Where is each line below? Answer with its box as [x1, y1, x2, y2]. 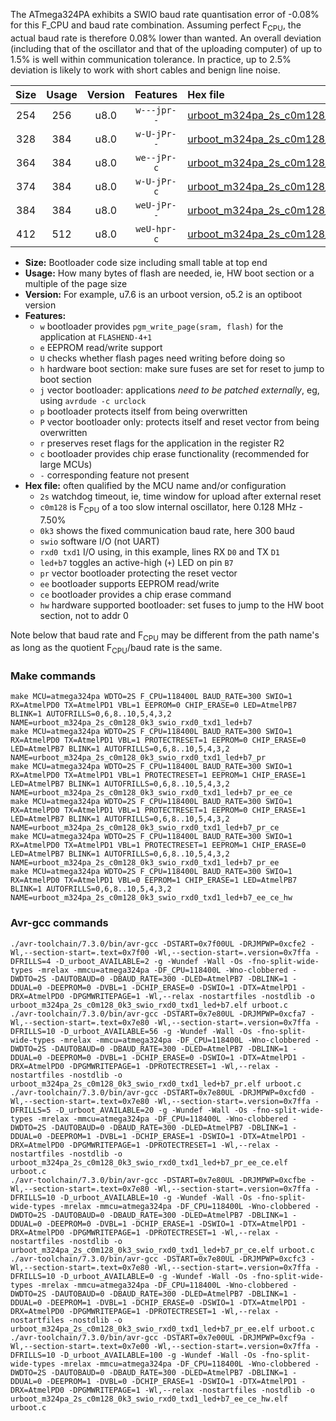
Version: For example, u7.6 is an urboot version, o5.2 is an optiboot [24, 288, 303, 300]
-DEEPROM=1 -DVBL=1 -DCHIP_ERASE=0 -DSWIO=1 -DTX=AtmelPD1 [46, 1297, 298, 1308]
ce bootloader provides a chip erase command [39, 588, 232, 600]
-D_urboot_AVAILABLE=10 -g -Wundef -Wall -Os [59, 1192, 253, 1203]
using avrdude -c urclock [39, 394, 147, 406]
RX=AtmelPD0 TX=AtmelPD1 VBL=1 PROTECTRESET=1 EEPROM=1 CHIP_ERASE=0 [10, 840, 307, 851]
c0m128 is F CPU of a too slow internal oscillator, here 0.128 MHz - [39, 500, 303, 515]
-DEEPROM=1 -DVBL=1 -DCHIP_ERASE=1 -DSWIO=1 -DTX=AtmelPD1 [46, 1131, 298, 1141]
